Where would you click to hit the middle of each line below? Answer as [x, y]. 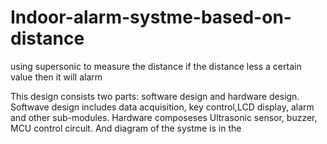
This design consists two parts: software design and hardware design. [155, 96]
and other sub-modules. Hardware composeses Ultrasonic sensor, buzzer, [164, 117]
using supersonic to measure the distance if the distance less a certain [156, 66]
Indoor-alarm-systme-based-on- [151, 17]
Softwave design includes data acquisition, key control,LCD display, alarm [162, 107]
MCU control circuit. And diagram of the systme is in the [126, 128]
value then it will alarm [56, 77]
